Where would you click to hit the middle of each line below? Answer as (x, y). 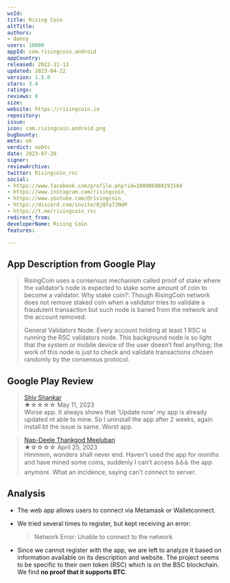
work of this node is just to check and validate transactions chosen (118, 352)
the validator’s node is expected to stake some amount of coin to (115, 288)
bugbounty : (23, 134)
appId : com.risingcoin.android (52, 52)
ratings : (20, 90)
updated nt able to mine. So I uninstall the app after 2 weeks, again (118, 419)
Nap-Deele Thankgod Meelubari (69, 440)
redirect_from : (29, 217)
